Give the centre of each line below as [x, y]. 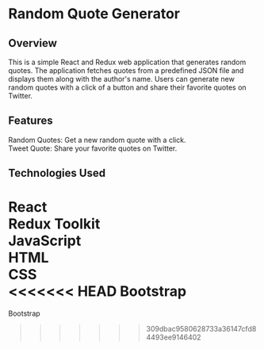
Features [31, 121]
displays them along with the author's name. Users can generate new [122, 79]
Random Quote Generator [94, 14]
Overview [33, 43]
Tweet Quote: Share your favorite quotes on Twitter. [93, 148]
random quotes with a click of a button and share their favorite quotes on [128, 87]
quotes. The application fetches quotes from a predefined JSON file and [126, 71]
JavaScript [45, 241]
